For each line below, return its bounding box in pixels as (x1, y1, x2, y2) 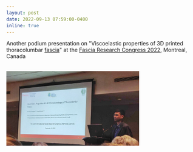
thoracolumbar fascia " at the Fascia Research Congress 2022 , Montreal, (6, 46, 188, 54)
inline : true (6, 22, 39, 28)
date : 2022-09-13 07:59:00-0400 (6, 16, 88, 22)
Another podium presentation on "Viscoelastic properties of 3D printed (6, 40, 184, 47)
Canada (6, 53, 26, 60)
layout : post (6, 10, 39, 16)
